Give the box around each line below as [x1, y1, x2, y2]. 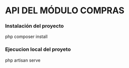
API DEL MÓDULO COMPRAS [5, 5, 125, 16]
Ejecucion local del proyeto [5, 46, 71, 53]
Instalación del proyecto [5, 23, 64, 30]
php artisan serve [5, 57, 41, 63]
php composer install [5, 34, 48, 39]
